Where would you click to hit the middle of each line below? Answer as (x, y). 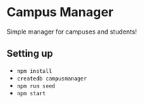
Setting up (30, 54)
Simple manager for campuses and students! (72, 32)
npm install (34, 71)
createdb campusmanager (52, 78)
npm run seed (36, 86)
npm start (31, 93)
